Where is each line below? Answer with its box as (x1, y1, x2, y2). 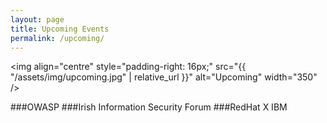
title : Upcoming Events (10, 24, 110, 34)
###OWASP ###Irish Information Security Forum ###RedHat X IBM (10, 101, 288, 113)
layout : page (10, 14, 65, 25)
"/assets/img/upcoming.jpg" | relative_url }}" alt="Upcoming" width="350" (10, 71, 318, 83)
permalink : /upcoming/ (10, 33, 105, 43)
